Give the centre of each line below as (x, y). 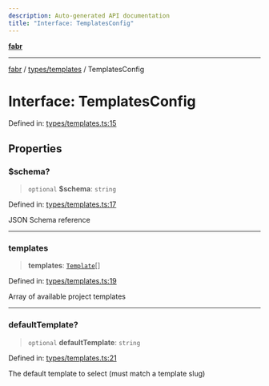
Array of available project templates (67, 296)
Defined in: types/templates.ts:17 (62, 204)
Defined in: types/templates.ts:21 (63, 358)
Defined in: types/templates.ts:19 (63, 281)
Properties (35, 149)
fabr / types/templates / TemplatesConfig (76, 69)
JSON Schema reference (49, 220)
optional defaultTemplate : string (84, 342)
